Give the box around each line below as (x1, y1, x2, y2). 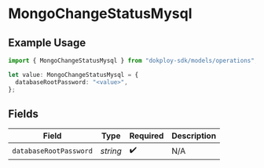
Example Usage (8, 36, 86, 49)
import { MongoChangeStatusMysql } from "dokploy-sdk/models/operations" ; (8, 57, 258, 64)
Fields (8, 107, 39, 120)
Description (171, 130, 217, 141)
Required (129, 130, 164, 141)
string (100, 145, 122, 156)
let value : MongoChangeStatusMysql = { (8, 71, 139, 79)
